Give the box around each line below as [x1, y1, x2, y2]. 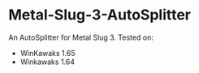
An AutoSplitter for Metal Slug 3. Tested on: [8, 32, 154, 42]
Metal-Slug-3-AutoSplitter [8, 6, 191, 24]
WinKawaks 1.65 [19, 48, 76, 58]
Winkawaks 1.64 [19, 57, 76, 67]
